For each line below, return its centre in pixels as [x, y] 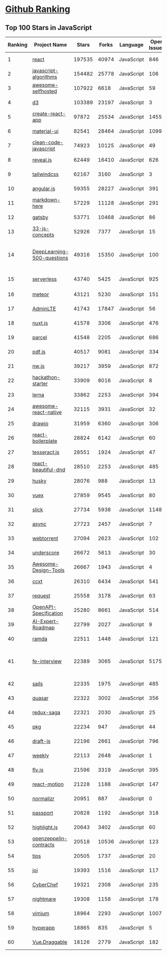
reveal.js [42, 160]
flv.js [38, 770]
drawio [40, 424]
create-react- [49, 114]
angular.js [44, 188]
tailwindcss [45, 174]
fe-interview [47, 661]
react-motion [48, 784]
